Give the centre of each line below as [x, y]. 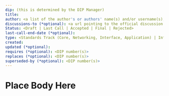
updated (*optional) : [28, 47]
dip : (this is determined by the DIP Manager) [55, 10]
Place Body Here [40, 86]
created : [14, 42]
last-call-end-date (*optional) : [40, 33]
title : [12, 14]
